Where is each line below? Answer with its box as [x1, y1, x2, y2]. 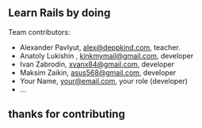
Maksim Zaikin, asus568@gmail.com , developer [19, 67, 177, 77]
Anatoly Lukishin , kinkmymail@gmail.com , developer [19, 51, 194, 60]
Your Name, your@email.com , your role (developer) [19, 76, 189, 85]
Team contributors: [8, 27, 71, 36]
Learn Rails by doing [8, 6, 111, 20]
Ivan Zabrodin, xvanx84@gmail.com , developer [19, 59, 174, 69]
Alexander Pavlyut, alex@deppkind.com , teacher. [19, 43, 181, 52]
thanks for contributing [8, 107, 125, 121]
